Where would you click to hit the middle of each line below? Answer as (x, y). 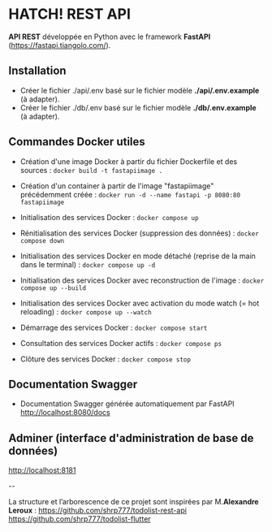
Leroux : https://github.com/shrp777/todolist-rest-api (97, 510)
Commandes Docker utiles (77, 142)
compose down (42, 240)
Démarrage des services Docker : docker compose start (114, 327)
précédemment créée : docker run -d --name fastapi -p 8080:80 (130, 194)
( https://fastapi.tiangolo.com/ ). (60, 45)
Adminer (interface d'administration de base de (131, 438)
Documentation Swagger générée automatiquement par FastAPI (127, 404)
